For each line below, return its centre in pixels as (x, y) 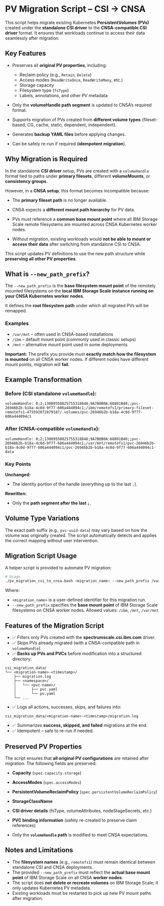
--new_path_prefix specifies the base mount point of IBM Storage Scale (85, 605)
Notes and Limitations (39, 850)
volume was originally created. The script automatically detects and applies (81, 535)
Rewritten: (16, 493)
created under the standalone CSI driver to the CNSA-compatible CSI (76, 27)
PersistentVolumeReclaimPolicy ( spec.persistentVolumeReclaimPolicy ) (85, 792)
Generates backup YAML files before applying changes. (69, 134)
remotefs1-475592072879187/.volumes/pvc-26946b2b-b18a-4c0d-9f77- (74, 412)
